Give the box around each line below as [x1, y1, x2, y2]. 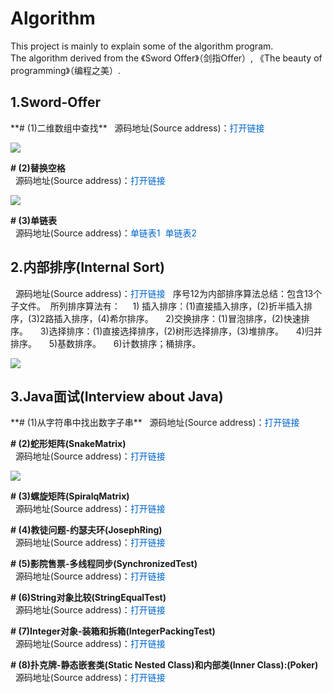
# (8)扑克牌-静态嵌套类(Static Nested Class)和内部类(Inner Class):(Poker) [10, 659, 319, 671]
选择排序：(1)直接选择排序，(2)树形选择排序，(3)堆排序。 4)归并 [48, 325, 323, 337]
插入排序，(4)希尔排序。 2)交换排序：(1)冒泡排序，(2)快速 [53, 312, 302, 324]
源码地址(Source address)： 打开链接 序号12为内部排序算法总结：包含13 [14, 287, 314, 299]
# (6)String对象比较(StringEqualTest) [10, 592, 167, 604]
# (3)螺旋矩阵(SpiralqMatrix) [10, 490, 130, 502]
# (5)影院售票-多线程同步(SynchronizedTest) [10, 558, 198, 570]
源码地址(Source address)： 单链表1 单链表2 [14, 227, 197, 239]
